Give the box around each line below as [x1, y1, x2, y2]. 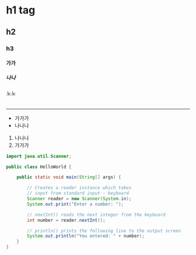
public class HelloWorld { [6, 164, 72, 170]
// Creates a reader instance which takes [27, 185, 132, 191]
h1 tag [6, 4, 36, 17]
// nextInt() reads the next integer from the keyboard [27, 212, 166, 218]
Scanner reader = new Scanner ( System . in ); [27, 196, 132, 202]
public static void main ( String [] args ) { [16, 174, 121, 180]
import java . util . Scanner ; [6, 153, 72, 159]
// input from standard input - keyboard [27, 191, 129, 197]
